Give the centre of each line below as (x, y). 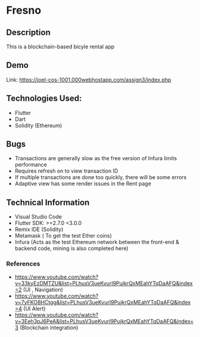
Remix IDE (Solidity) (39, 229)
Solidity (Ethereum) (38, 125)
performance (31, 165)
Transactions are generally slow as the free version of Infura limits (96, 158)
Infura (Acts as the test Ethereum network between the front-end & (97, 242)
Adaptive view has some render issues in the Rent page (83, 184)
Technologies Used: (44, 99)
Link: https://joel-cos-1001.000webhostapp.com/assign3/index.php (89, 79)
